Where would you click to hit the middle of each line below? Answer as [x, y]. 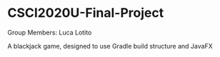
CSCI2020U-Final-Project [86, 13]
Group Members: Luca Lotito [50, 32]
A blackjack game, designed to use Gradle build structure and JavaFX [110, 46]
